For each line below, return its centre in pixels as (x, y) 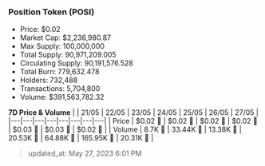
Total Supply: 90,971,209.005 (68, 55)
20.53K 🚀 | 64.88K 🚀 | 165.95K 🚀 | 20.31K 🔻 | (81, 138)
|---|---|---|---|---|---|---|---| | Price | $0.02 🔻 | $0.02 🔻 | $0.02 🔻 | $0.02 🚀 (133, 121)
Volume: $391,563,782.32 (62, 97)
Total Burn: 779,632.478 (59, 72)
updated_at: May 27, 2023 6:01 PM (85, 153)
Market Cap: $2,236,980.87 (65, 38)
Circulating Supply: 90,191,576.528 (76, 63)
